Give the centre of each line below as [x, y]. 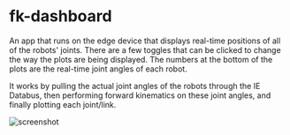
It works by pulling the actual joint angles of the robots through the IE [135, 86]
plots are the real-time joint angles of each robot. [98, 69]
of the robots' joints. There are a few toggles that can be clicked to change [145, 49]
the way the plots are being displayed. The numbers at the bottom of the [141, 59]
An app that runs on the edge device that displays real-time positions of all [145, 41]
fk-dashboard [61, 16]
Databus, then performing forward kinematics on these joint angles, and [140, 95]
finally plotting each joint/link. [63, 104]
